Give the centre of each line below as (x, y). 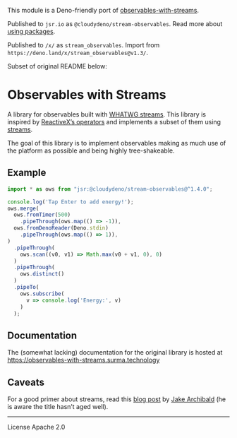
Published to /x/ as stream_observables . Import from (84, 45)
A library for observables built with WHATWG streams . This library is (107, 114)
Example (27, 173)
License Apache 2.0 (36, 427)
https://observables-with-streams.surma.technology (84, 360)
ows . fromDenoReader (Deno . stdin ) (61, 228)
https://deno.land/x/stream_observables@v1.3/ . (78, 53)
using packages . (31, 31)
